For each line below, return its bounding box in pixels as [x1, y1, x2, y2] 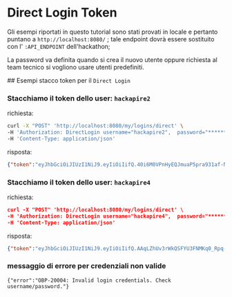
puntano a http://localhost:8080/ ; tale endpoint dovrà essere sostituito [7, 34, 215, 43]
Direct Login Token [7, 5, 117, 21]
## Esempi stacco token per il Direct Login [7, 76, 131, 84]
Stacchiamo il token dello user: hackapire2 [7, 93, 151, 103]
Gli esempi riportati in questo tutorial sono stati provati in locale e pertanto [7, 28, 218, 36]
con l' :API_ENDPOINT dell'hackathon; [7, 42, 110, 50]
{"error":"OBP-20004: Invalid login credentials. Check [7, 277, 171, 284]
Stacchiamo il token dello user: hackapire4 [7, 177, 151, 187]
